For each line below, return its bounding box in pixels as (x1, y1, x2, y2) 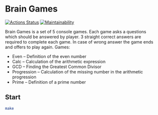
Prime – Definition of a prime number (12, 79, 86, 85)
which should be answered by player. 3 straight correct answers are (5, 34, 141, 40)
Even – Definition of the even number (12, 53, 87, 59)
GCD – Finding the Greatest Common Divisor (12, 64, 102, 70)
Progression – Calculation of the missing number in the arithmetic (12, 69, 143, 74)
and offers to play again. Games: (5, 44, 70, 50)
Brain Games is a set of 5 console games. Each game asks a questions (5, 29, 147, 34)
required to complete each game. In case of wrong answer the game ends (5, 39, 154, 44)
